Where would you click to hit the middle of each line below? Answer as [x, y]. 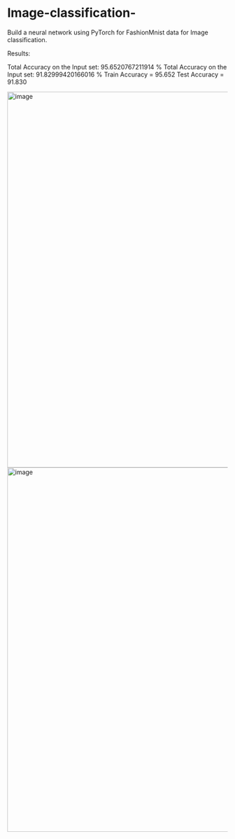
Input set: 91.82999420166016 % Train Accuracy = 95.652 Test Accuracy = [116, 74]
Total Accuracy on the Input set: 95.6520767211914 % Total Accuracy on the [117, 67]
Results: [19, 53]
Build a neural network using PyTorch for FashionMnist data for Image [108, 32]
